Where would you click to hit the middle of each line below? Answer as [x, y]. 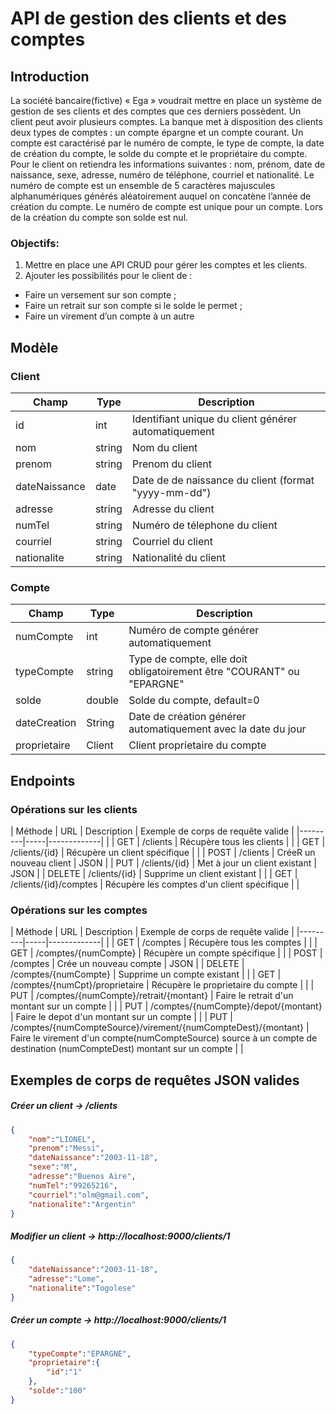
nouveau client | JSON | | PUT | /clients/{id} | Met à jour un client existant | [163, 863]
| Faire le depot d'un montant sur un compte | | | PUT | [122, 1017]
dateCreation [46, 723]
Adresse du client [173, 509]
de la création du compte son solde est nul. [99, 217]
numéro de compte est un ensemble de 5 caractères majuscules [143, 185]
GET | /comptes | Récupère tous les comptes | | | [217, 943]
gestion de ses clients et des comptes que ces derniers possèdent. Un [156, 111]
